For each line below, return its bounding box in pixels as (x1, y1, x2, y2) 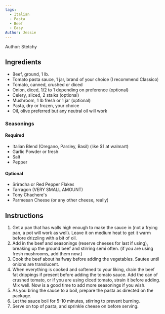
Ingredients (5, 58, 41, 67)
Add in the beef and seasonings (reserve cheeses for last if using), (12, 240, 148, 246)
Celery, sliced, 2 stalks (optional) (12, 92, 80, 98)
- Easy (9, 26, 23, 31)
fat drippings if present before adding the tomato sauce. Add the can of (12, 272, 158, 277)
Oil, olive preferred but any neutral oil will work (12, 108, 108, 114)
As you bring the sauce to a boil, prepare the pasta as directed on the (12, 287, 154, 293)
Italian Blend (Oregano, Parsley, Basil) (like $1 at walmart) (12, 143, 129, 149)
